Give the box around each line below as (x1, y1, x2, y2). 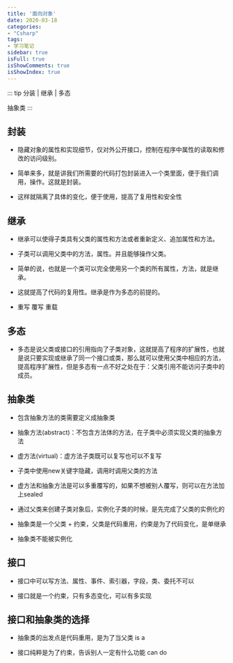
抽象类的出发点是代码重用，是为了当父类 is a (17, 634, 145, 642)
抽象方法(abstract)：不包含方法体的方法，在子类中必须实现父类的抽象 (17, 428, 217, 436)
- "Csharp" (7, 29, 39, 37)
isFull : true (7, 56, 45, 63)
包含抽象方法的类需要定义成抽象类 (17, 413, 115, 422)
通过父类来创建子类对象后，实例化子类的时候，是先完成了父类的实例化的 (17, 505, 225, 513)
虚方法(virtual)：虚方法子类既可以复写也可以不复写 (17, 451, 162, 460)
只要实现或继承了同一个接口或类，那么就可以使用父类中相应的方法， (29, 353, 225, 362)
